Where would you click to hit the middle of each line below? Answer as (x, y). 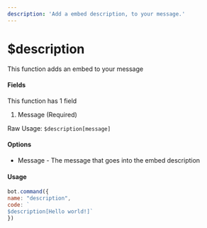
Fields (17, 85)
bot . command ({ (28, 192)
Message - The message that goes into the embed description (109, 160)
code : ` (19, 205)
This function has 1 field (42, 101)
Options (19, 145)
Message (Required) (47, 114)
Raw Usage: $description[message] (59, 128)
